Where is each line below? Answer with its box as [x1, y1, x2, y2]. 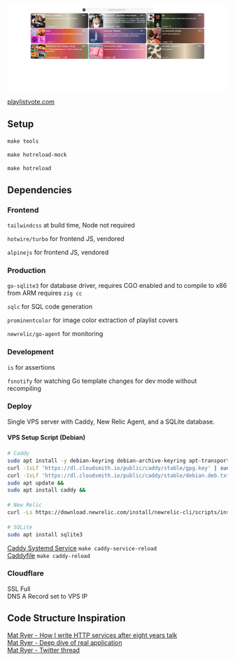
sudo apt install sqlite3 [7, 531, 83, 538]
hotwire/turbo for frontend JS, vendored [7, 234, 124, 243]
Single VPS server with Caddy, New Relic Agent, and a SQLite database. [7, 417, 215, 426]
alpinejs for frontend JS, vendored [7, 248, 109, 256]
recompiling [7, 384, 42, 392]
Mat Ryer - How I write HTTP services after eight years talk [7, 631, 178, 639]
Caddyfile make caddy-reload [7, 551, 91, 559]
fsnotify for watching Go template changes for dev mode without [7, 377, 197, 385]
